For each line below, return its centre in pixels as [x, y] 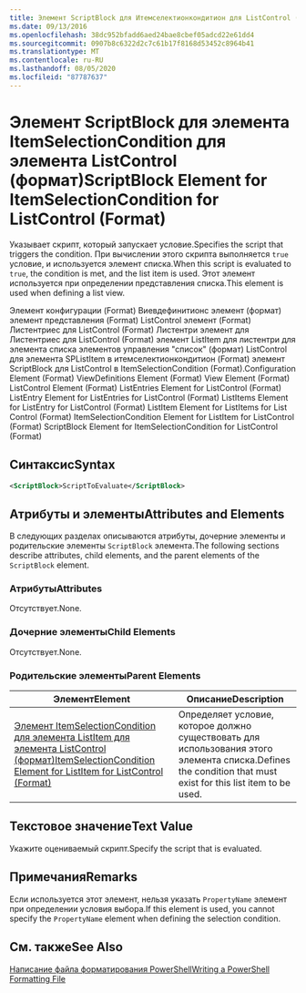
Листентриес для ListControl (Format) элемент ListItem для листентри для [153, 339]
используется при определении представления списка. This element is [147, 282]
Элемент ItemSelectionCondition [85, 726]
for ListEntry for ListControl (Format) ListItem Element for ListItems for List [148, 407]
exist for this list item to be [235, 783]
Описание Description [235, 700]
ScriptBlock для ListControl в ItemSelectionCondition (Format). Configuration [153, 368]
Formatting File [38, 978]
